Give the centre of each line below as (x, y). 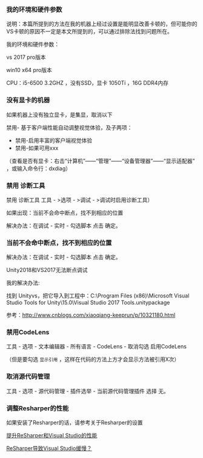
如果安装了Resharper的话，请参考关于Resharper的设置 (75, 423)
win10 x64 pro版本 (29, 70)
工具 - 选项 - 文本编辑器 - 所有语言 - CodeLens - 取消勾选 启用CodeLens (96, 347)
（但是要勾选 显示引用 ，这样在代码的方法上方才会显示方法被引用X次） (93, 359)
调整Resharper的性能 (38, 408)
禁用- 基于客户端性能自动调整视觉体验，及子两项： (69, 127)
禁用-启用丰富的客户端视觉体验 (54, 140)
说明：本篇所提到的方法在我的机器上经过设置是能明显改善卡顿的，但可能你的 (102, 24)
